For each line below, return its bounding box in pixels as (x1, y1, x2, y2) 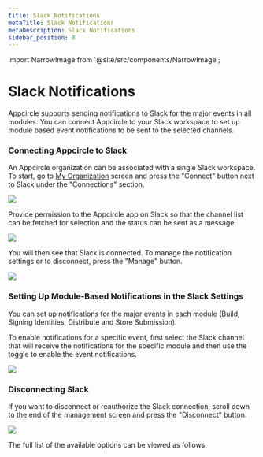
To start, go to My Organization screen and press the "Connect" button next (8, 171, 254, 181)
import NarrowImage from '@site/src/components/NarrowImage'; (8, 55, 220, 65)
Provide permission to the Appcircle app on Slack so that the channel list (8, 210, 244, 219)
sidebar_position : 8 (8, 33, 76, 42)
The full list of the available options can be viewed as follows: (8, 440, 207, 450)
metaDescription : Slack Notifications (8, 26, 135, 34)
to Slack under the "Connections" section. (8, 180, 145, 189)
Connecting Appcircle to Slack (8, 145, 128, 156)
